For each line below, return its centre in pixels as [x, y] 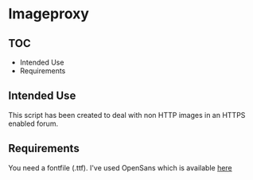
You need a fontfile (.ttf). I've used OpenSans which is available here [120, 167]
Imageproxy [49, 14]
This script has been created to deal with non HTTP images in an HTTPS [127, 115]
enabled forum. [33, 123]
